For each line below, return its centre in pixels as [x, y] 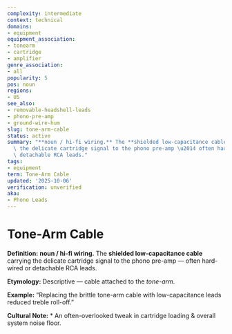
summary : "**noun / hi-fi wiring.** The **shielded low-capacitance [108, 142]
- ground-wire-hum [33, 123]
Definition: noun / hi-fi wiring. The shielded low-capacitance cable [105, 253]
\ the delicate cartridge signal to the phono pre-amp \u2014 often [114, 149]
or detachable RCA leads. [61, 268]
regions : [20, 91]
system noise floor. [34, 323]
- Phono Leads [28, 200]
